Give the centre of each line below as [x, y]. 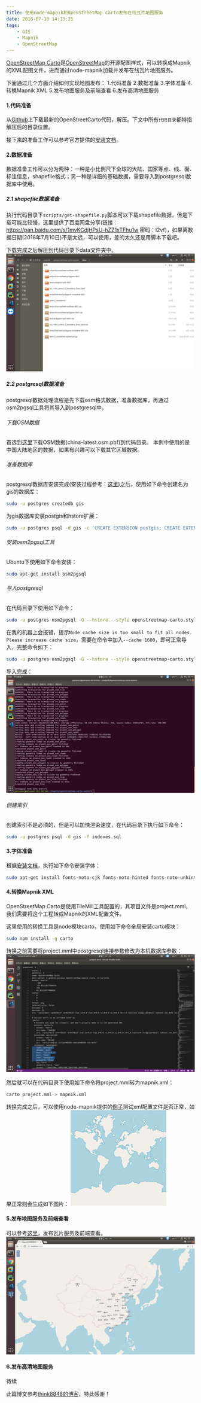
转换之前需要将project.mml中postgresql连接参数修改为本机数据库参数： [94, 951]
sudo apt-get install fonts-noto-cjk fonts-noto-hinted [77, 877]
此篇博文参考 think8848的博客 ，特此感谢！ [58, 1394]
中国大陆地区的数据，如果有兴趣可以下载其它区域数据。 [74, 449]
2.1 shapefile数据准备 [33, 199]
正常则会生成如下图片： [40, 1204]
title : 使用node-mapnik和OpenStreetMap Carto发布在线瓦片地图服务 [85, 13]
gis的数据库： [23, 491]
